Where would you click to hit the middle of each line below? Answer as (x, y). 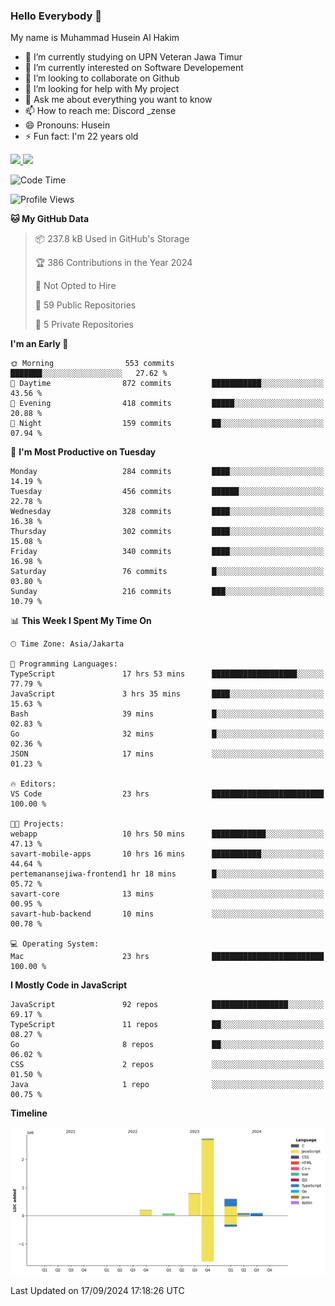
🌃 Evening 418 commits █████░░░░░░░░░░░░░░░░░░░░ (167, 404)
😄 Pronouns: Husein (67, 125)
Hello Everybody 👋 (56, 16)
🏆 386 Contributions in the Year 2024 (113, 263)
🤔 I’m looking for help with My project (102, 89)
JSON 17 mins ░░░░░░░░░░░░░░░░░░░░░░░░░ (167, 754)
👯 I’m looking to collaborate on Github (102, 78)
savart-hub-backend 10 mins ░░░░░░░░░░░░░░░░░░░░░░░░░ (167, 914)
